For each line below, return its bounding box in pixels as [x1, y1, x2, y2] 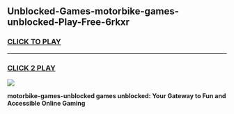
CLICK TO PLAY [7, 37, 61, 47]
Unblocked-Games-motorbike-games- [7, 6, 180, 17]
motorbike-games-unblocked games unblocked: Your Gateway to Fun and [7, 91, 226, 99]
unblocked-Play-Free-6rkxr [7, 17, 130, 28]
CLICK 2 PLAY [7, 63, 56, 73]
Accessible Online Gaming [7, 99, 86, 107]
